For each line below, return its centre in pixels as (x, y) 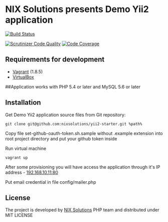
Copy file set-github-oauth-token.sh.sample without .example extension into (84, 133)
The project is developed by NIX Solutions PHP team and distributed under (82, 210)
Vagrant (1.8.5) (28, 71)
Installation (23, 102)
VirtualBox (23, 77)
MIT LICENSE (19, 215)
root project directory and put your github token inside (61, 138)
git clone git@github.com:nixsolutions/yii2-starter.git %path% (74, 124)
